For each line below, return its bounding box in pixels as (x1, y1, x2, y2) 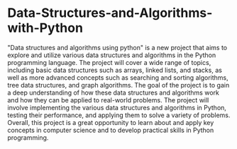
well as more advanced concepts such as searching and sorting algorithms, (7, 73, 228, 82)
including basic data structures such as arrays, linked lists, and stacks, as (7, 66, 222, 74)
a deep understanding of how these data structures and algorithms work (7, 88, 220, 97)
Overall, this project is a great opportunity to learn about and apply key (7, 118, 214, 126)
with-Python (7, 20, 84, 36)
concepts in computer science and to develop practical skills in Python (7, 126, 214, 134)
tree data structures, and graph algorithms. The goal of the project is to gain (7, 81, 230, 89)
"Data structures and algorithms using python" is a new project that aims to (7, 43, 228, 52)
